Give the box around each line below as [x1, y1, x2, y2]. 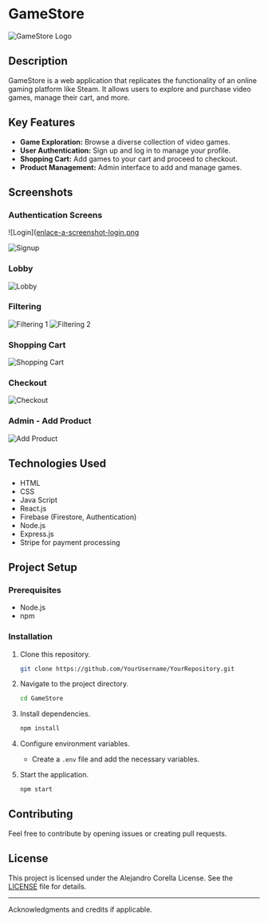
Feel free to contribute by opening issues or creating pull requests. [8, 829, 227, 838]
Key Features [8, 116, 76, 129]
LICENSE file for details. [8, 881, 87, 891]
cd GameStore [19, 694, 64, 703]
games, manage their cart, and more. [8, 93, 130, 102]
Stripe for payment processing [19, 537, 120, 547]
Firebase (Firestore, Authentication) [19, 512, 137, 522]
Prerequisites [8, 584, 61, 595]
